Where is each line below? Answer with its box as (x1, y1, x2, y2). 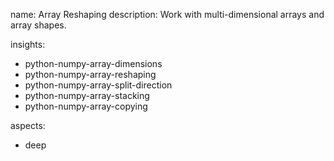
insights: (10, 39, 46, 50)
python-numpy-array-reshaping (24, 69, 157, 80)
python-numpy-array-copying (24, 100, 148, 112)
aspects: (10, 120, 46, 131)
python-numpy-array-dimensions (24, 58, 163, 69)
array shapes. (10, 19, 67, 31)
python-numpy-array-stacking (24, 90, 150, 101)
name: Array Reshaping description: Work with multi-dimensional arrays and (10, 9, 325, 20)
